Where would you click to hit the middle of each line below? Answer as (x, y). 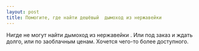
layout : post (23, 12)
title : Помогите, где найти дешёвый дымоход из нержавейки (84, 18)
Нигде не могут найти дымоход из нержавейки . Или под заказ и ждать (100, 35)
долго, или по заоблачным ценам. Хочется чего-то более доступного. (97, 41)
